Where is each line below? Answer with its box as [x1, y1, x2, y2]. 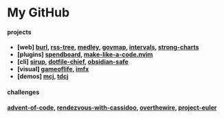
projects [7, 27, 32, 36]
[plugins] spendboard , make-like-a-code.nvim [16, 50, 153, 59]
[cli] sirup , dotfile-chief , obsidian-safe [16, 58, 129, 66]
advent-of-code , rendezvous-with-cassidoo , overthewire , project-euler [7, 103, 217, 111]
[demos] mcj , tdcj [16, 72, 69, 80]
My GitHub [7, 5, 70, 21]
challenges [7, 88, 40, 96]
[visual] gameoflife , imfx [16, 65, 89, 73]
